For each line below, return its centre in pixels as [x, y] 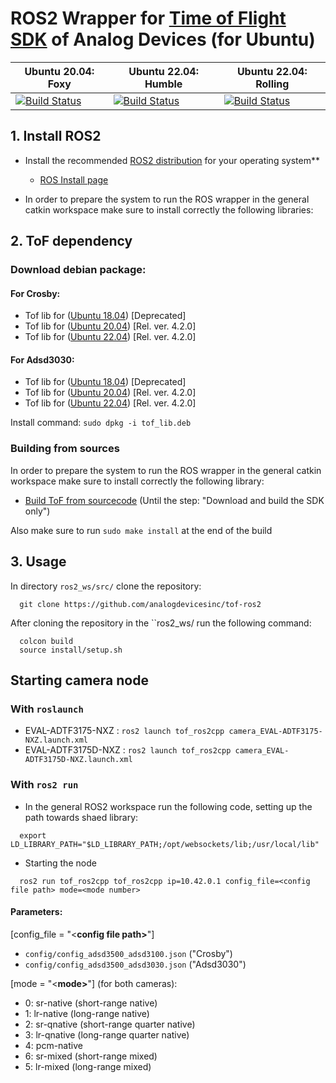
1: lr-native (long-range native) [87, 1013]
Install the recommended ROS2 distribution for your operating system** [172, 160]
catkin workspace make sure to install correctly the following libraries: [169, 209]
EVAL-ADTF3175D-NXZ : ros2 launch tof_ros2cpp [128, 750]
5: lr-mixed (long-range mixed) [88, 1066]
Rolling [272, 84]
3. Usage [38, 562]
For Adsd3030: [42, 359]
